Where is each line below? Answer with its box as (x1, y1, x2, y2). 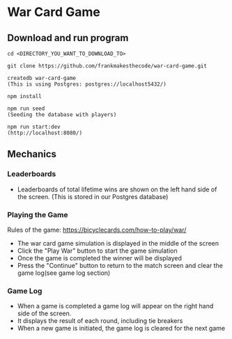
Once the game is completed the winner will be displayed (17, 253, 183, 262)
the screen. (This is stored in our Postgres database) (17, 192, 169, 200)
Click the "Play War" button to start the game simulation (17, 246, 178, 255)
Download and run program (7, 32, 129, 44)
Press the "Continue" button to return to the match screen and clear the (17, 261, 223, 269)
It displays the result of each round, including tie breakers (17, 317, 183, 325)
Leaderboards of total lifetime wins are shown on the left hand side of (17, 185, 217, 194)
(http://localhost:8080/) (7, 129, 82, 136)
